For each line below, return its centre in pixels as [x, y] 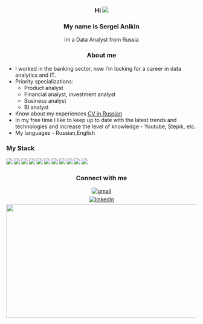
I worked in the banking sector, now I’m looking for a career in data [98, 68]
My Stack [21, 148]
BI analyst [36, 107]
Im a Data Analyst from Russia [101, 40]
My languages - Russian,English [55, 132]
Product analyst [43, 88]
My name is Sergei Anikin [101, 26]
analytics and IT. [35, 75]
